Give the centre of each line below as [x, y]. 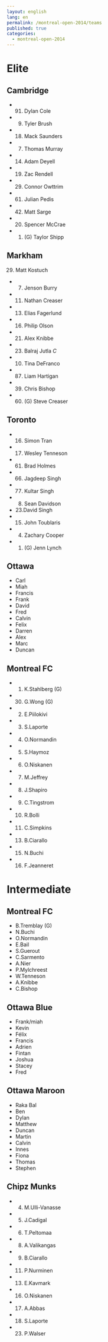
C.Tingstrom [39, 803]
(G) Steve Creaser [46, 401]
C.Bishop [26, 989]
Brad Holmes [40, 466]
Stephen [25, 1168]
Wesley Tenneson [46, 453]
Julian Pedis [39, 199]
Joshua [24, 1060]
